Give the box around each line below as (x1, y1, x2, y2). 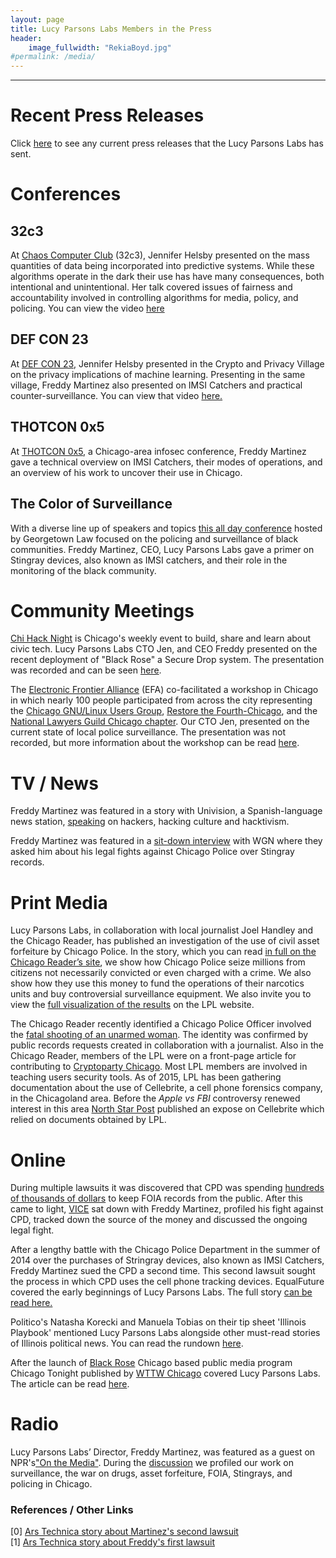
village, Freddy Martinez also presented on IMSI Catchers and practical (10, 379, 303, 391)
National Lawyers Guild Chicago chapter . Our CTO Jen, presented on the (10, 716, 310, 728)
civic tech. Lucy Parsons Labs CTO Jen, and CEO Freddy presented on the (10, 643, 318, 655)
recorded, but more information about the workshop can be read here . (10, 737, 300, 749)
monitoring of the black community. (10, 564, 157, 576)
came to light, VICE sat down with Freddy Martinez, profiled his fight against (10, 1203, 324, 1215)
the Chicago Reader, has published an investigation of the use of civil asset (10, 935, 320, 947)
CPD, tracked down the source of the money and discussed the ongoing (10, 1214, 308, 1226)
